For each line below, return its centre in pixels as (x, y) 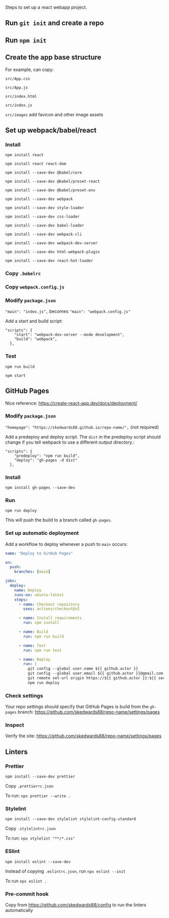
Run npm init (26, 40)
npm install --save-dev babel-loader (45, 226)
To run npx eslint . (26, 881)
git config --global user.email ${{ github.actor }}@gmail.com (95, 674)
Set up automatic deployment (42, 533)
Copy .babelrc (23, 273)
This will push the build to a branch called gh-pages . (59, 520)
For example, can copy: (29, 69)
